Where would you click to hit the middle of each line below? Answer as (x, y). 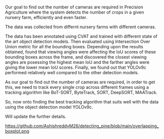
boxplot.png (17, 131)
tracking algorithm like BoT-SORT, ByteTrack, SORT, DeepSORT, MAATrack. (81, 92)
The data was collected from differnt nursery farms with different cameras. (81, 27)
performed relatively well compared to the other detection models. (72, 72)
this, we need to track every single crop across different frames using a (77, 87)
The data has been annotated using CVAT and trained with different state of (81, 36)
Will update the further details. (36, 116)
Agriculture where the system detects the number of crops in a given (75, 12)
